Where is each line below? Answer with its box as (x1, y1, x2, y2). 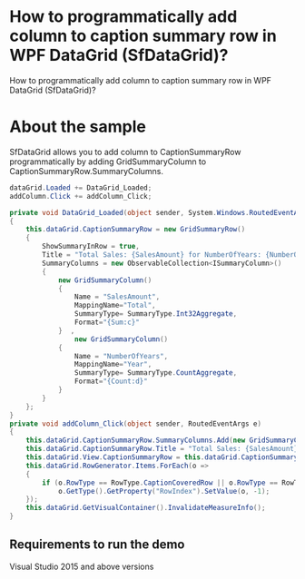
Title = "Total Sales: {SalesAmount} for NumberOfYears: (42, 250, 261, 260)
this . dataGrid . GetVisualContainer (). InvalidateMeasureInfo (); (25, 504, 266, 513)
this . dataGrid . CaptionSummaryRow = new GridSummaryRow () (25, 225, 246, 234)
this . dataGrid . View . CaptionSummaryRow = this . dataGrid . (25, 453, 242, 462)
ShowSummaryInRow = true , (42, 242, 141, 251)
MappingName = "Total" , (74, 301, 156, 310)
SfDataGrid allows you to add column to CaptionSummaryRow (9, 146, 241, 157)
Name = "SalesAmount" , (74, 292, 161, 301)
